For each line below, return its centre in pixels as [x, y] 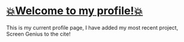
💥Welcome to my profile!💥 [75, 11]
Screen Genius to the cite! [39, 34]
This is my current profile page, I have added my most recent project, [92, 27]
